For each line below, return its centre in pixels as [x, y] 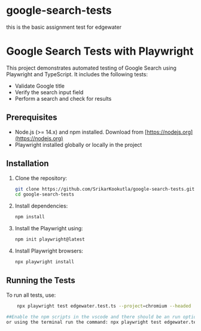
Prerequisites [32, 118]
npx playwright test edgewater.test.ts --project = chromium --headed [104, 306]
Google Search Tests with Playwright [100, 51]
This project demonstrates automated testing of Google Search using [91, 68]
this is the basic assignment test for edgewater [64, 27]
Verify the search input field [49, 92]
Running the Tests [41, 280]
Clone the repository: [41, 178]
